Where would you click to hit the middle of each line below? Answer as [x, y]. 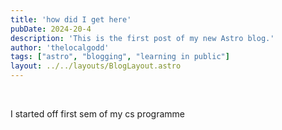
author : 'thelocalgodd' [60, 47]
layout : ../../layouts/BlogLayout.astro [96, 66]
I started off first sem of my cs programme [97, 114]
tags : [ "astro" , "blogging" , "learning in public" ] [120, 57]
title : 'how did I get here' [71, 19]
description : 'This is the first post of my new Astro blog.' [142, 38]
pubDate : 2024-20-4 [51, 29]
